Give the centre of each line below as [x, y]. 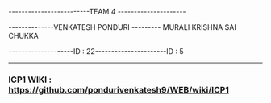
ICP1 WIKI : [30, 80]
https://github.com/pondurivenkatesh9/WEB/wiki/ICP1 [119, 89]
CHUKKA [23, 36]
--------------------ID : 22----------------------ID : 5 [96, 51]
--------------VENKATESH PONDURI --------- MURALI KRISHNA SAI [122, 27]
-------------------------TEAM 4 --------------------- [97, 12]
